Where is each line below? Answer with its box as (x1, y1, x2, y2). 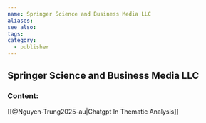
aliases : (7, 17, 34, 24)
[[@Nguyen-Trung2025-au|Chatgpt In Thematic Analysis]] (7, 107, 180, 116)
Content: (7, 91, 39, 101)
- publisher (14, 43, 50, 50)
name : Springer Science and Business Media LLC (7, 10, 152, 18)
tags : (7, 30, 24, 38)
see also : (7, 23, 37, 31)
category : (7, 37, 37, 44)
